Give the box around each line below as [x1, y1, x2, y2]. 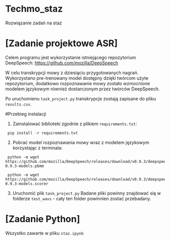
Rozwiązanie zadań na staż [5, 20, 62, 26]
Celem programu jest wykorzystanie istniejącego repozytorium [5, 54, 136, 60]
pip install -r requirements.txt [7, 130, 78, 135]
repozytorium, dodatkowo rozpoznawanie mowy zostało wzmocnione [5, 80, 150, 86]
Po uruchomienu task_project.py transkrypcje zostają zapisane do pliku [5, 95, 156, 101]
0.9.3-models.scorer [5, 181, 49, 186]
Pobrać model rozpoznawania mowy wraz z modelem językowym [12, 139, 149, 145]
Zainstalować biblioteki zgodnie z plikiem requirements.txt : [12, 120, 138, 127]
